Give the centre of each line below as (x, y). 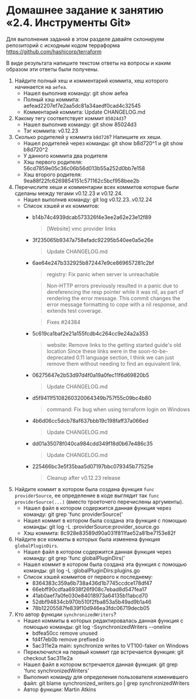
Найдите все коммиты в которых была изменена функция (87, 539)
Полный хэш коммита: (51, 99)
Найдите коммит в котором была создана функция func (84, 489)
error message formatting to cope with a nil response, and (117, 304)
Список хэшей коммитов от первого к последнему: (88, 577)
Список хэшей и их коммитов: (61, 206)
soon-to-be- (153, 351)
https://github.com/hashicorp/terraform (54, 51)
